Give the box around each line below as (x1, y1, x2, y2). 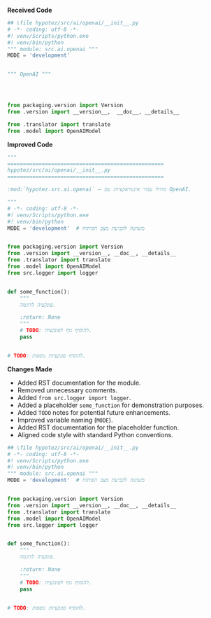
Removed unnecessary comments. (17, 385, 117, 394)
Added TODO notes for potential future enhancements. (17, 408, 170, 416)
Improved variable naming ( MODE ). (17, 416, 113, 424)
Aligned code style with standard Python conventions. (17, 430, 173, 439)
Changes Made (7, 364, 52, 373)
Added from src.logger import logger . (17, 393, 131, 401)
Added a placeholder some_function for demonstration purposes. (17, 401, 205, 409)
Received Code (7, 6, 52, 14)
